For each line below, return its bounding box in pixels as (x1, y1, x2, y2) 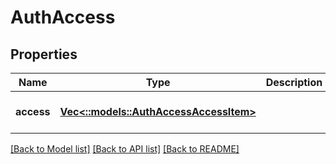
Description (265, 76, 323, 89)
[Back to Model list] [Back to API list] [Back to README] (10, 143, 240, 155)
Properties (10, 46, 78, 63)
